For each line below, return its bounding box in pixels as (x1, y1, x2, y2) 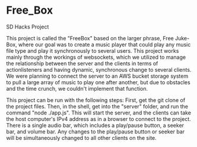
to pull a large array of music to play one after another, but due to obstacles (6, 78, 191, 86)
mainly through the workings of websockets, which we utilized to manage (6, 53, 186, 60)
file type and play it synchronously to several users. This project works (6, 47, 179, 54)
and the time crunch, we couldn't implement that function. (6, 85, 148, 92)
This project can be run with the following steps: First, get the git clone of (6, 96, 186, 104)
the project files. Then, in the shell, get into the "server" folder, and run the (6, 103, 189, 110)
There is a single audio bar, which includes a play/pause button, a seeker (6, 122, 185, 129)
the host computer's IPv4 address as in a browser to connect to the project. (6, 115, 191, 122)
